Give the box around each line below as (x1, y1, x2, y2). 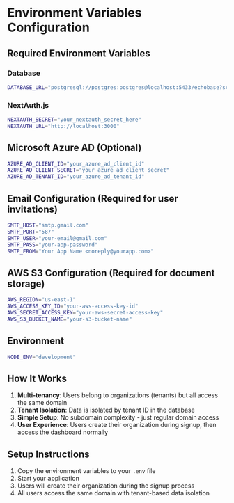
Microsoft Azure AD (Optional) (7, 142, 142, 154)
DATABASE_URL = (7, 83, 49, 91)
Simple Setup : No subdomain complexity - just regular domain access (17, 413, 219, 422)
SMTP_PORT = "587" (7, 228, 54, 235)
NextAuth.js (7, 100, 49, 110)
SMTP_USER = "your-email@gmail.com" (7, 234, 108, 241)
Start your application (17, 474, 80, 483)
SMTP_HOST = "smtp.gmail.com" (7, 222, 89, 229)
